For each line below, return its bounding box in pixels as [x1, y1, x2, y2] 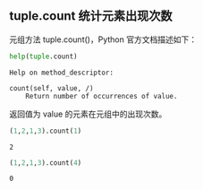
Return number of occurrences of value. [25, 91, 178, 100]
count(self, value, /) [9, 83, 94, 92]
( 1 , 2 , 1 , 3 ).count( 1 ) [9, 126, 82, 135]
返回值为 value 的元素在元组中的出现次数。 [9, 108, 167, 119]
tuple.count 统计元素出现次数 [9, 8, 173, 24]
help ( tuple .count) [9, 52, 78, 61]
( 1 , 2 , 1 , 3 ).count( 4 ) [9, 158, 82, 168]
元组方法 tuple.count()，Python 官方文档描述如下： [9, 34, 198, 45]
